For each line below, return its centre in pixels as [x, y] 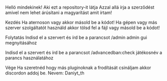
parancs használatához [29, 58]
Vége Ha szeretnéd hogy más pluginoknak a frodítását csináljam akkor [78, 68]
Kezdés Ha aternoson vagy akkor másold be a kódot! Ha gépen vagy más [81, 22]
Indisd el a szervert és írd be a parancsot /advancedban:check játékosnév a [84, 53]
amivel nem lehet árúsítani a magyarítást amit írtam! [59, 13]
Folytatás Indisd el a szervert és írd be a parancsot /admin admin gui [76, 37]
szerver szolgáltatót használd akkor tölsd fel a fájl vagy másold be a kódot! [82, 28]
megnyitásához [21, 43]
